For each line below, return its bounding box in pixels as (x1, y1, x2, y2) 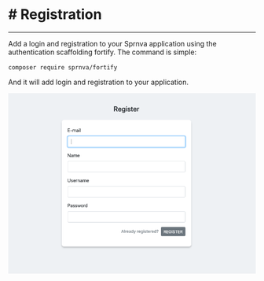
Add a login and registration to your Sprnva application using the (8, 39, 218, 48)
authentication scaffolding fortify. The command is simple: (8, 47, 197, 57)
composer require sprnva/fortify (8, 63, 118, 72)
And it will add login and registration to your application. (8, 77, 189, 87)
